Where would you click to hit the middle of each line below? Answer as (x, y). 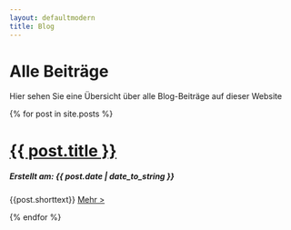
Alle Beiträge (59, 71)
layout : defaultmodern (52, 18)
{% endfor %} (35, 217)
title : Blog (32, 26)
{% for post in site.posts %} (61, 114)
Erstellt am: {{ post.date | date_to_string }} (92, 176)
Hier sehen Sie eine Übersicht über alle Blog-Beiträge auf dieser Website (146, 96)
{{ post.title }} (63, 150)
